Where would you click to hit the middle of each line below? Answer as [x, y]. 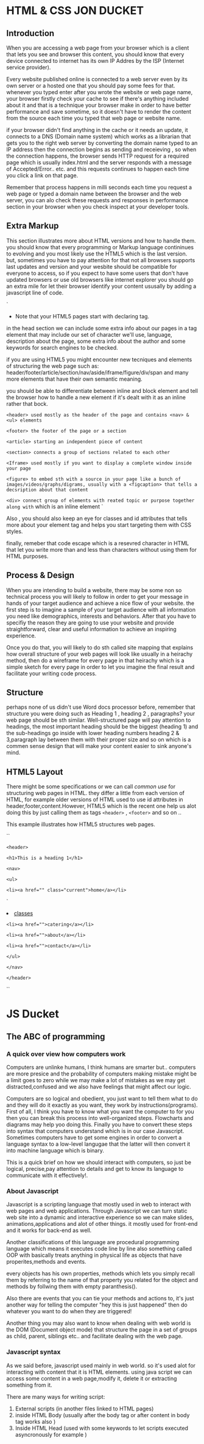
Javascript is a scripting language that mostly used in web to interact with [99, 1204]
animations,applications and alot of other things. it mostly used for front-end [102, 1224]
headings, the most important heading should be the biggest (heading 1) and [102, 727]
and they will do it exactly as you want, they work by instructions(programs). [102, 1105]
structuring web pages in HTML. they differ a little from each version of [95, 793]
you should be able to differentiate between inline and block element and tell [102, 390]
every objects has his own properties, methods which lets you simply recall [100, 1274]
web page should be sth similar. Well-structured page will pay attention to [99, 720]
